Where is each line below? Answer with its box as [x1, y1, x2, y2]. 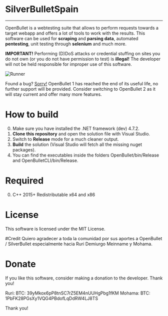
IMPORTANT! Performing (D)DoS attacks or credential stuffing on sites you [5, 50, 160, 56]
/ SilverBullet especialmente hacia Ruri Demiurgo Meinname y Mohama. [5, 241, 152, 247]
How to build [5, 109, 58, 120]
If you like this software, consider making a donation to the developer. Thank [5, 275, 163, 281]
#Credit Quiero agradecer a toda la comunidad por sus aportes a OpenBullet [5, 235, 162, 241]
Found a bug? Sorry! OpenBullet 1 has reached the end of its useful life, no [5, 80, 158, 86]
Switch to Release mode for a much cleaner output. [12, 136, 119, 142]
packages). [12, 146, 36, 152]
